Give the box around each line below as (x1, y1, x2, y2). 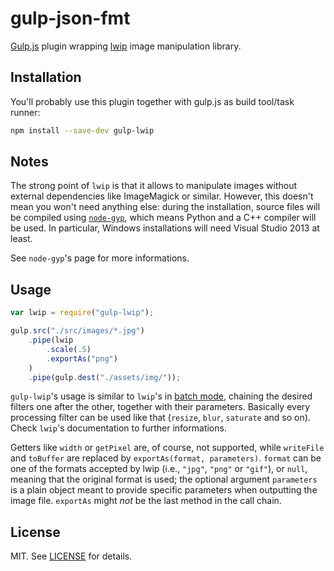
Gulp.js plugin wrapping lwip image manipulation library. (10, 40, 242, 52)
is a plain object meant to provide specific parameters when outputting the (10, 484, 318, 496)
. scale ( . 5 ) (46, 344, 92, 354)
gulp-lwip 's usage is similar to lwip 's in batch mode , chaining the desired (10, 390, 313, 402)
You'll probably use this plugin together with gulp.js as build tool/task (10, 95, 295, 107)
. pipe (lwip (28, 335, 74, 345)
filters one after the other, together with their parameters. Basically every (10, 401, 311, 413)
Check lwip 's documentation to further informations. (10, 422, 227, 434)
